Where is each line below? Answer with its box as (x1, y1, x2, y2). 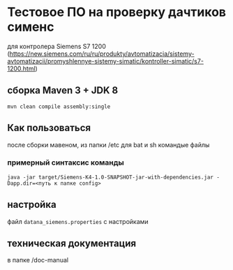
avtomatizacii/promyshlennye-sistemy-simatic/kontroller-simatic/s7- (7, 57, 204, 65)
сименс (7, 19, 54, 35)
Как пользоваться (7, 122, 91, 134)
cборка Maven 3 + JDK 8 (7, 84, 119, 96)
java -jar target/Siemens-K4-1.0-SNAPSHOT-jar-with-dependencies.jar (7, 174, 214, 181)
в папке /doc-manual (7, 256, 68, 264)
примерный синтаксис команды (7, 158, 124, 167)
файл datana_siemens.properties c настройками (7, 217, 149, 225)
